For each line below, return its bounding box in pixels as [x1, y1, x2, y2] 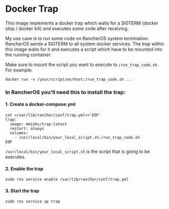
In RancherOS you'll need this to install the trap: [5, 88, 126, 96]
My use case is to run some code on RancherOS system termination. [5, 35, 149, 41]
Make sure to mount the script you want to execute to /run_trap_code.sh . [5, 61, 159, 67]
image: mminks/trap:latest [10, 122, 67, 127]
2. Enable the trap [5, 166, 44, 172]
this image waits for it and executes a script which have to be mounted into [5, 46, 163, 52]
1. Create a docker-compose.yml [5, 101, 76, 107]
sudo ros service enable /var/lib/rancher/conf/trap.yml [5, 177, 129, 182]
